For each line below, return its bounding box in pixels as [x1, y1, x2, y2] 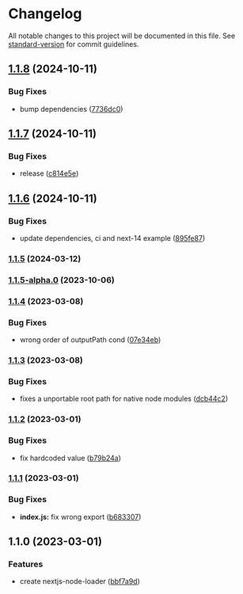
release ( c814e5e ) [19, 169, 79, 178]
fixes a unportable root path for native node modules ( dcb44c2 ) [19, 394, 229, 404]
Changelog [8, 5, 82, 23]
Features [8, 559, 44, 570]
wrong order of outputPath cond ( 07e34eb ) [19, 335, 161, 345]
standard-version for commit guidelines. [8, 39, 139, 48]
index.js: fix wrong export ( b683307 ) [19, 512, 142, 521]
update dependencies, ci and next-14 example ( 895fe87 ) [19, 234, 206, 242]
